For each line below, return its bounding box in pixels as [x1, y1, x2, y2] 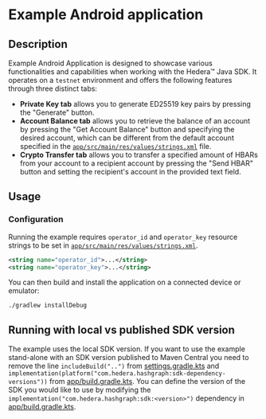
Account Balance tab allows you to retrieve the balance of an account [19, 116, 251, 125]
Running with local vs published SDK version [8, 323, 235, 336]
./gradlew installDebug [8, 301, 88, 310]
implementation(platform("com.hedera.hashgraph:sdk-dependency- [8, 370, 226, 378]
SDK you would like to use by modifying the [8, 385, 151, 395]
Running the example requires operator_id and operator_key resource [8, 232, 238, 241]
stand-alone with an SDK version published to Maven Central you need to [8, 353, 249, 362]
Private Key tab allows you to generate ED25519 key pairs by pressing [19, 100, 251, 108]
